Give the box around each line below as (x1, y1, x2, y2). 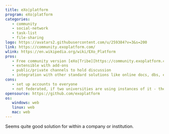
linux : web (12, 105, 35, 110)
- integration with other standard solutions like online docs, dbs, (12, 72, 161, 77)
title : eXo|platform (5, 7, 49, 12)
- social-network (12, 26, 49, 31)
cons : (5, 77, 17, 82)
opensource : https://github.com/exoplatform (5, 91, 100, 96)
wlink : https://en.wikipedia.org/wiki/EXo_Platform (5, 49, 116, 54)
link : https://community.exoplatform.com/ (5, 44, 96, 49)
